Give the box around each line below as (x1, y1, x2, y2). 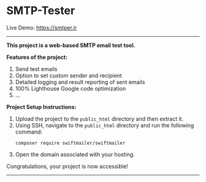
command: (15, 128, 43, 135)
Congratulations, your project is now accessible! (6, 162, 129, 170)
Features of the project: (6, 53, 68, 61)
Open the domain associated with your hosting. (15, 151, 135, 158)
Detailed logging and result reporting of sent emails (15, 78, 145, 86)
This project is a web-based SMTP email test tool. (6, 41, 136, 49)
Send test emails (15, 65, 58, 72)
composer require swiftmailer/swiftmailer (15, 140, 126, 146)
